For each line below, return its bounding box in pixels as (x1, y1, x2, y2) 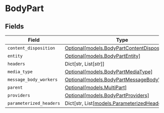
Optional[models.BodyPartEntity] (64, 53, 141, 59)
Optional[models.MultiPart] (64, 84, 127, 91)
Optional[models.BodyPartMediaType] (64, 68, 153, 75)
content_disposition (7, 46, 55, 51)
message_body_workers (7, 77, 58, 82)
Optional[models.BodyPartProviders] (64, 92, 150, 98)
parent (7, 85, 23, 90)
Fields (5, 22, 24, 31)
